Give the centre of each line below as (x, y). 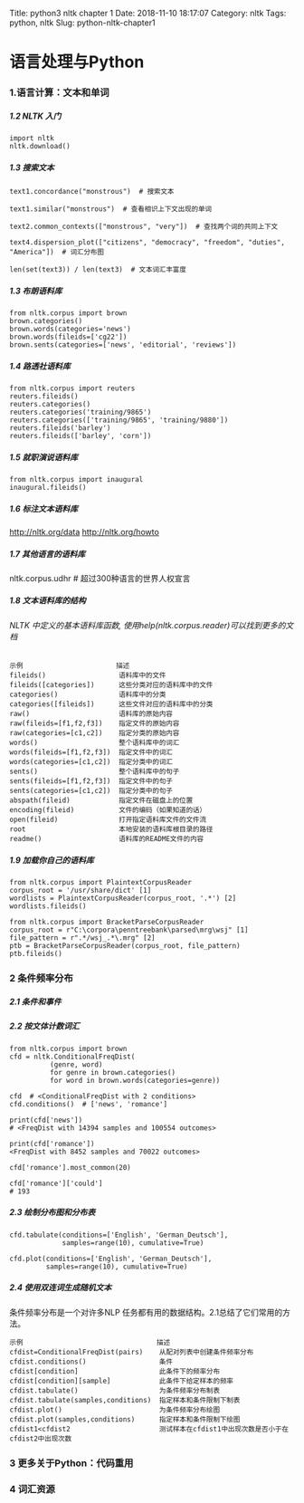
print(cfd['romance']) (52, 1144)
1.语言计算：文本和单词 (60, 92)
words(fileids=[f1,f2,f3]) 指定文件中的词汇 (91, 752)
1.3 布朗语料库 (36, 291)
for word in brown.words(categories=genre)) (135, 1080)
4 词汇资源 (33, 1489)
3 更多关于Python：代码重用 (71, 1463)
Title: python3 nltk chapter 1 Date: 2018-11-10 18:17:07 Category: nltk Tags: (148, 13)
